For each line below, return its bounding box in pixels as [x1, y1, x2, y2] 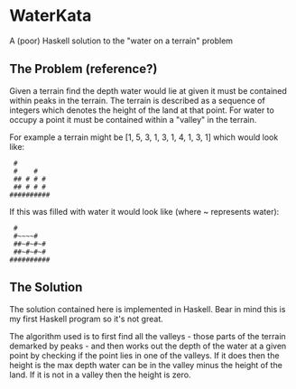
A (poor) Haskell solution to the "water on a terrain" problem [9, 35, 233, 46]
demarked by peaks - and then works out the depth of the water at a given [9, 340, 287, 351]
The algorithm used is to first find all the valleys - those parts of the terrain [9, 330, 286, 341]
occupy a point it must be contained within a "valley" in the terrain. [9, 114, 257, 125]
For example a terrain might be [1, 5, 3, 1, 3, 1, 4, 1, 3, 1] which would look [9, 132, 279, 143]
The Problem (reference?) [9, 61, 158, 77]
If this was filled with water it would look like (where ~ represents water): [9, 206, 280, 217]
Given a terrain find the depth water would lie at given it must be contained [9, 85, 287, 96]
